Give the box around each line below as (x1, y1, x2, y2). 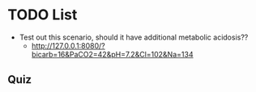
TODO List (7, 6, 78, 24)
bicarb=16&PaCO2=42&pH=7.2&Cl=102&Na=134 (31, 49, 194, 59)
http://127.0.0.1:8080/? (31, 40, 106, 50)
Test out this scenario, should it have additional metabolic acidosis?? (19, 32, 249, 42)
